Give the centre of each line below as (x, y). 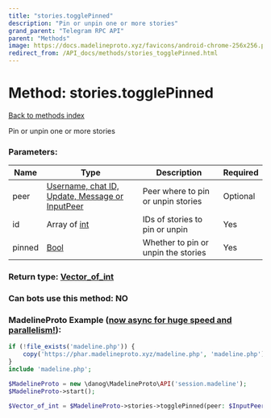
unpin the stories (174, 253)
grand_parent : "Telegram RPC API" (67, 31)
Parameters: (33, 151)
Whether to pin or (176, 242)
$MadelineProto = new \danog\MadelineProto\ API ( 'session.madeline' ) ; (128, 383)
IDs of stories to (173, 220)
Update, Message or (85, 197)
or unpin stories (172, 201)
